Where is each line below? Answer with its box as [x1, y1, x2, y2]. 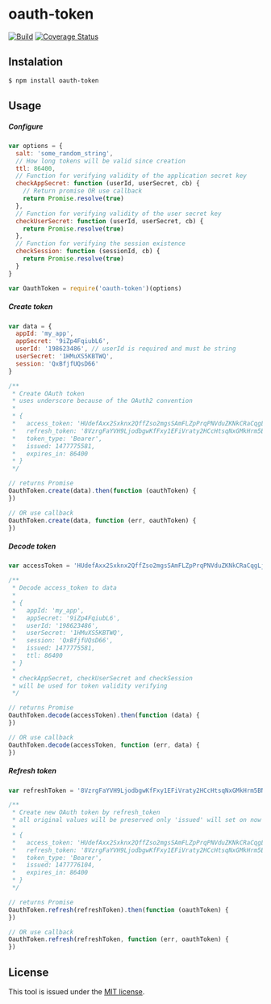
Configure [8, 121, 44, 131]
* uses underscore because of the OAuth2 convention [11, 397, 194, 405]
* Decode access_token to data [11, 584, 117, 592]
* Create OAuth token [11, 389, 85, 397]
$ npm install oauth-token [8, 76, 99, 85]
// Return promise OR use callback [23, 187, 143, 195]
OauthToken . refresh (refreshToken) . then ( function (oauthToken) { [8, 905, 229, 914]
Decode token [8, 541, 56, 551]
